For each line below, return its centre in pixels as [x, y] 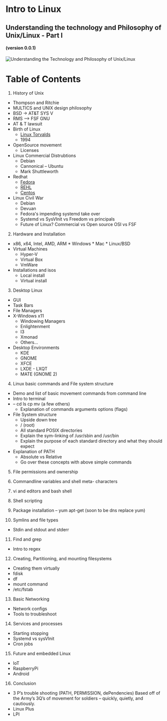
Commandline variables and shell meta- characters [65, 481]
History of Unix [28, 93]
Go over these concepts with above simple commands [76, 462]
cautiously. [24, 704]
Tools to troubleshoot [35, 614]
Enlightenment [35, 326]
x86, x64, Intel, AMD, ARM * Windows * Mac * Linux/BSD [72, 243]
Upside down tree [39, 420]
